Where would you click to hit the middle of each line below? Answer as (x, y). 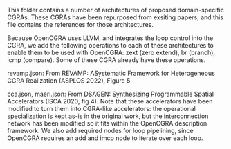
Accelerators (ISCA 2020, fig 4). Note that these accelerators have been (110, 101)
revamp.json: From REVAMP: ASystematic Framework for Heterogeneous (111, 73)
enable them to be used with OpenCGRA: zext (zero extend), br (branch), (111, 52)
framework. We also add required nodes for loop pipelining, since (100, 131)
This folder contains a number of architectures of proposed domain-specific (116, 10)
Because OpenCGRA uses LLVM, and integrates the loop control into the (110, 38)
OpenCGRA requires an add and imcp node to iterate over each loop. (105, 138)
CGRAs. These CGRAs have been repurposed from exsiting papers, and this (115, 17)
